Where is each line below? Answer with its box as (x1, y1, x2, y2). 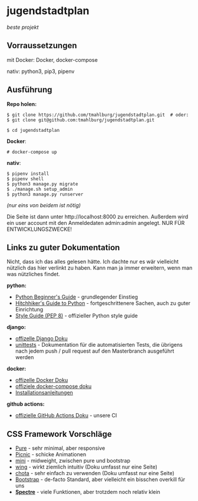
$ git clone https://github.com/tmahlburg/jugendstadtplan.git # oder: (6, 112, 189, 118)
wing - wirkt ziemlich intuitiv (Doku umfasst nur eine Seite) (15, 463, 158, 470)
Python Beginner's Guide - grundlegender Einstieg (15, 293, 138, 301)
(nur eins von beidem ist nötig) (6, 201, 81, 208)
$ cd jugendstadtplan (6, 127, 60, 133)
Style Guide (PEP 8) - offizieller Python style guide (15, 312, 138, 319)
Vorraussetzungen (6, 41, 77, 51)
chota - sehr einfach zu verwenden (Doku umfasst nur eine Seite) (15, 470, 174, 477)
